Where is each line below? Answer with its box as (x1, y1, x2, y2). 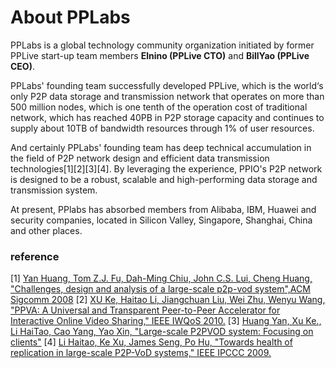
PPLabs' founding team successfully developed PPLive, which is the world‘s (10, 79, 324, 91)
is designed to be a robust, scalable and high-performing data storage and (10, 173, 318, 185)
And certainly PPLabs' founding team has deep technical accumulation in (10, 141, 312, 153)
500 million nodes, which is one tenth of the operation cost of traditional (10, 101, 308, 113)
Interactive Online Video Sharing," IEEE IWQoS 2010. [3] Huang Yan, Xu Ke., (10, 315, 322, 327)
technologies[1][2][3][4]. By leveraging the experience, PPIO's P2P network (10, 162, 323, 175)
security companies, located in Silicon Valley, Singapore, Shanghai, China (10, 214, 313, 226)
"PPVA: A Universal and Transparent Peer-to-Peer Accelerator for (10, 304, 281, 316)
